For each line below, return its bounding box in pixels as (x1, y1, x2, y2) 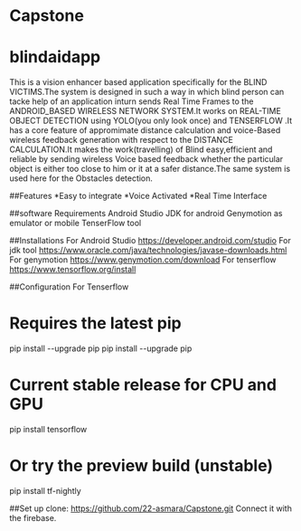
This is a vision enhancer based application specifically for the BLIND (9, 77, 268, 88)
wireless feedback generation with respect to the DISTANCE (9, 135, 233, 146)
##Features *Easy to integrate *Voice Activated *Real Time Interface (9, 191, 268, 202)
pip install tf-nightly (9, 485, 81, 496)
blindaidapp (9, 47, 101, 68)
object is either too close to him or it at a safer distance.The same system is (9, 164, 291, 175)
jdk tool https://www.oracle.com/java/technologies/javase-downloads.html (9, 245, 287, 256)
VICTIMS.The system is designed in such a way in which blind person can (9, 87, 285, 98)
